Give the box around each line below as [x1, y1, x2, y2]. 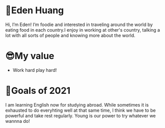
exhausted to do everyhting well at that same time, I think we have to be [5, 107, 156, 113]
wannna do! [5, 118, 30, 124]
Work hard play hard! [12, 67, 57, 73]
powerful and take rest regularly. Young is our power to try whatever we [5, 112, 156, 119]
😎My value [5, 50, 54, 62]
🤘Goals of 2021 [5, 85, 71, 96]
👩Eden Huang [5, 5, 64, 16]
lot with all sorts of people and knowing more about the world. [5, 32, 136, 38]
